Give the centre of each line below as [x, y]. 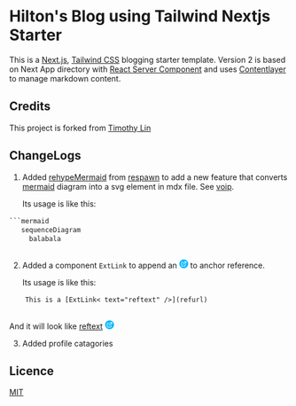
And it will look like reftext [56, 326]
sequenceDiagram [51, 230]
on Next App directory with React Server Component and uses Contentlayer [148, 69]
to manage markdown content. [65, 78]
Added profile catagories [67, 343]
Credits [30, 107]
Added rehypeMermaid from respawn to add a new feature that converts [155, 177]
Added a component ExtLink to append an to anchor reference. [144, 265]
